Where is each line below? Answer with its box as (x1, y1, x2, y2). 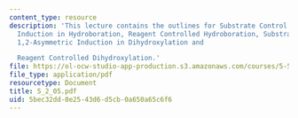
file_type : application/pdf (9, 70, 114, 80)
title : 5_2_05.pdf (9, 86, 77, 96)
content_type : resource (9, 12, 98, 22)
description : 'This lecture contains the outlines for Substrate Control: (9, 21, 292, 30)
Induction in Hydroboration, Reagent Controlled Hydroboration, (17, 29, 260, 38)
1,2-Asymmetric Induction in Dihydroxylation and (17, 37, 204, 47)
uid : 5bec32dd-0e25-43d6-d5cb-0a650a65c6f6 (9, 95, 173, 104)
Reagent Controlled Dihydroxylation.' (17, 54, 161, 63)
